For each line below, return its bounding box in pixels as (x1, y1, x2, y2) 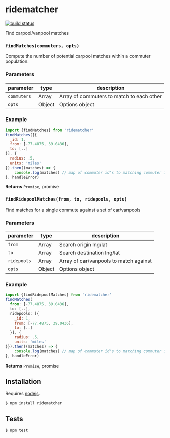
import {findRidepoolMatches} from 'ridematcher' (5, 292, 112, 297)
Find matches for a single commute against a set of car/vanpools (5, 207, 141, 213)
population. (5, 58, 29, 64)
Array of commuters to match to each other (59, 93, 162, 100)
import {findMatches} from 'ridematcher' (5, 128, 94, 133)
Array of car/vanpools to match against (59, 257, 152, 264)
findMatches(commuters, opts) (5, 43, 80, 49)
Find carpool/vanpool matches (5, 30, 69, 36)
